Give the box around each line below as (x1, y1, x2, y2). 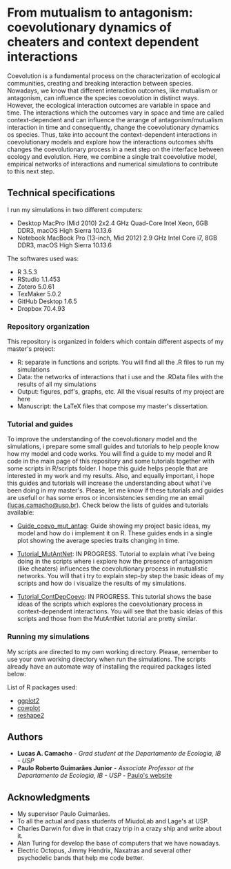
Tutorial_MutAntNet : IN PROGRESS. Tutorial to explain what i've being (17, 550, 215, 558)
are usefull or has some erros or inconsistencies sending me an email (7, 494, 205, 502)
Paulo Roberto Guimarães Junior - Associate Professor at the (17, 764, 194, 772)
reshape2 (17, 711, 45, 719)
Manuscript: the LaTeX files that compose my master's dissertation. (17, 402, 209, 410)
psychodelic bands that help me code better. (17, 854, 145, 862)
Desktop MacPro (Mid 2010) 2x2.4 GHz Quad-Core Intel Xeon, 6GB (17, 219, 208, 227)
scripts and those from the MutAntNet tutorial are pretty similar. (17, 615, 198, 623)
